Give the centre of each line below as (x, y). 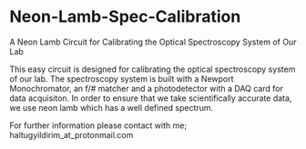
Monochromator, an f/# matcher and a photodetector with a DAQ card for (147, 88)
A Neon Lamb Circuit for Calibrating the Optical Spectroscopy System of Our (153, 42)
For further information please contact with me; (98, 125)
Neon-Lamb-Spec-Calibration (125, 17)
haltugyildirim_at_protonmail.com (71, 134)
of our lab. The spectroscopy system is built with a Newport (122, 78)
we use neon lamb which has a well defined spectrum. (112, 107)
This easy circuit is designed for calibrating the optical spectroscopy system (153, 69)
